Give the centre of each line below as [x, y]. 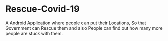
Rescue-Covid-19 [43, 9]
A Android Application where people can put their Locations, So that [76, 23]
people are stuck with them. [34, 33]
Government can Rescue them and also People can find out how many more [84, 28]
